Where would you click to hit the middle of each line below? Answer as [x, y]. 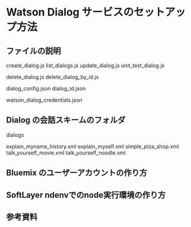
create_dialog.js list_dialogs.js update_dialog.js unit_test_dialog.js [85, 65]
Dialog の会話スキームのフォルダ [66, 120]
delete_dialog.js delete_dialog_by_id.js [52, 77]
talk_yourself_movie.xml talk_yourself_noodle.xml [66, 153]
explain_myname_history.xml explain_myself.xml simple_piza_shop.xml [93, 146]
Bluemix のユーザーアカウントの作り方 [77, 173]
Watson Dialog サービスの [70, 12]
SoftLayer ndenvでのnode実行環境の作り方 [86, 195]
